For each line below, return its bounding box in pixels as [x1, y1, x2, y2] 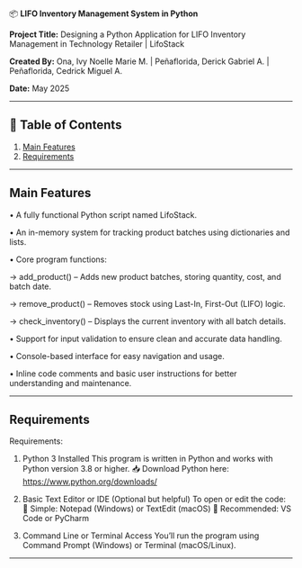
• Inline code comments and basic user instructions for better [9, 368, 237, 379]
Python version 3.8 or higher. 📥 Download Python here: [22, 464, 229, 474]
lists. [9, 236, 27, 247]
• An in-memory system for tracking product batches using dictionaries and [9, 227, 290, 238]
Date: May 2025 [9, 83, 70, 94]
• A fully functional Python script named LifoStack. [9, 209, 198, 220]
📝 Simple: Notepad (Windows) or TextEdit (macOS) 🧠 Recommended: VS [22, 503, 292, 514]
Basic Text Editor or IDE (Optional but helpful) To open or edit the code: [22, 494, 286, 505]
